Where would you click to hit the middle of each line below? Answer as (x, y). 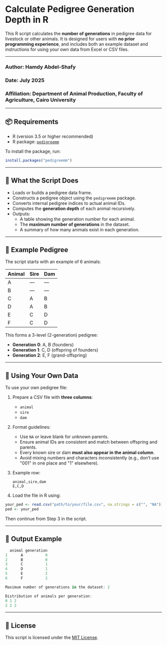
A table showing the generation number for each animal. (77, 219)
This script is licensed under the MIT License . (52, 638)
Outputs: (21, 214)
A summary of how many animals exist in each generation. (80, 229)
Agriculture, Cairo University (41, 99)
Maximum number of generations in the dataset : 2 (58, 587)
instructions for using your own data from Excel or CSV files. (67, 49)
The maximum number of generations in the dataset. (75, 224)
